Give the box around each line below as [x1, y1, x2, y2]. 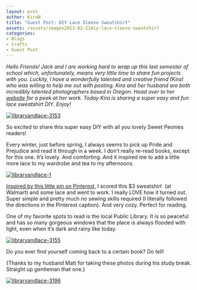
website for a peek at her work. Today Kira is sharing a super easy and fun [6, 94, 189, 101]
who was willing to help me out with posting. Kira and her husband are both [6, 82, 191, 89]
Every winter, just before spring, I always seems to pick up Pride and [6, 141, 173, 148]
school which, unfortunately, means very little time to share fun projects [6, 69, 181, 76]
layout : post [6, 8, 38, 15]
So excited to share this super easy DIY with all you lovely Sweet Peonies [6, 123, 184, 130]
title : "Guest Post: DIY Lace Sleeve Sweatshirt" [6, 19, 131, 25]
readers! [6, 129, 27, 136]
